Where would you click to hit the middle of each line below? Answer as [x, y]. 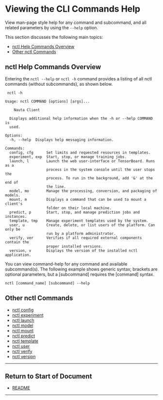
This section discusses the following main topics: [54, 37]
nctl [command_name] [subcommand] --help [48, 283]
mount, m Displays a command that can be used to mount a [78, 199]
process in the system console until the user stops [101, 170]
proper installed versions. [75, 246]
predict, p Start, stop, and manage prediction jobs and [74, 212]
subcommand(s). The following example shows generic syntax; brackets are [81, 269]
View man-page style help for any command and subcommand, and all [76, 22]
